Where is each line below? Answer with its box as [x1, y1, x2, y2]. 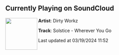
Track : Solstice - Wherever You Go [38, 28, 112, 34]
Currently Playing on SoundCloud [5, 4, 114, 13]
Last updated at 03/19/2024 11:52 [38, 37, 109, 43]
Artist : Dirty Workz [38, 17, 78, 23]
